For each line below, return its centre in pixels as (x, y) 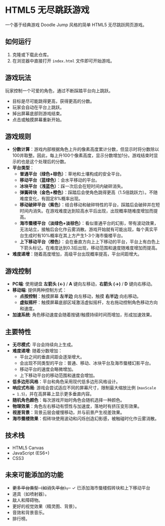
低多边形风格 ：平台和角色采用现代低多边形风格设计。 (66, 382)
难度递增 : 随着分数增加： (37, 351)
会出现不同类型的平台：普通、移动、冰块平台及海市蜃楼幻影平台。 (86, 363)
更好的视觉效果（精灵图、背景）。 (46, 506)
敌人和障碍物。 (27, 500)
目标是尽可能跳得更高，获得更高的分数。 (53, 101)
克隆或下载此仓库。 (32, 54)
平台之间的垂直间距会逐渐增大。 (52, 357)
